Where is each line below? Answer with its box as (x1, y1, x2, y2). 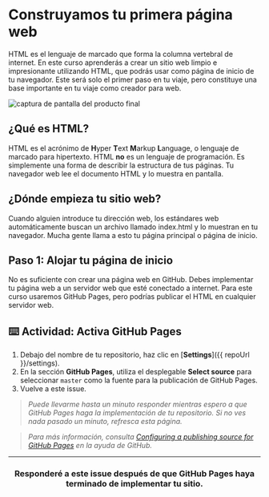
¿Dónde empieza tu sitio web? (8, 192, 162, 206)
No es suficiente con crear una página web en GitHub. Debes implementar (8, 275, 254, 285)
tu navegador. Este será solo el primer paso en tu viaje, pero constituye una (8, 75, 258, 84)
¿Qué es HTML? (8, 122, 90, 135)
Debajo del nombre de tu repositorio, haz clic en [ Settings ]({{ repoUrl (19, 350, 250, 360)
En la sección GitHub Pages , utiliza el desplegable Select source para (19, 367, 252, 377)
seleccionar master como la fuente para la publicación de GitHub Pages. (19, 375, 258, 386)
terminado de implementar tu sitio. (66, 479, 203, 490)
